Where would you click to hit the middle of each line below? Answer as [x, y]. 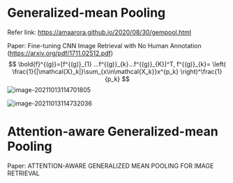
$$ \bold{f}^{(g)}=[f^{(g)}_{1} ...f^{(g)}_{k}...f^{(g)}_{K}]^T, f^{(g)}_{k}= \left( [117, 64]
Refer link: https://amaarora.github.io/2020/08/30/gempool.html [99, 32]
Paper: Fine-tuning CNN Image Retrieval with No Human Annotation [104, 45]
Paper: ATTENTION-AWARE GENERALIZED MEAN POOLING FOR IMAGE [111, 166]
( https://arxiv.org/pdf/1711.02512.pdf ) [60, 53]
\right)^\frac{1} [201, 71]
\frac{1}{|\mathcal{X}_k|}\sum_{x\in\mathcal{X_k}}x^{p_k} [96, 71]
